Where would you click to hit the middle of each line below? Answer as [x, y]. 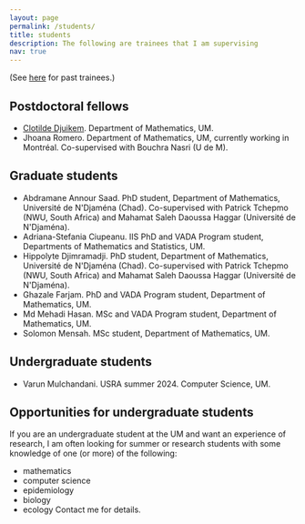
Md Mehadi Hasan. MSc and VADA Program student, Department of [150, 314]
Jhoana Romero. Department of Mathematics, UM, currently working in [156, 137]
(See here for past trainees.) [62, 77]
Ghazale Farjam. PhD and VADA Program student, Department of [144, 294]
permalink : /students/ [52, 26]
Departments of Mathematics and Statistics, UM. [114, 246]
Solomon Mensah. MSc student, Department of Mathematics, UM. [146, 333]
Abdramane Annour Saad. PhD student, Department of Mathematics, [151, 197]
